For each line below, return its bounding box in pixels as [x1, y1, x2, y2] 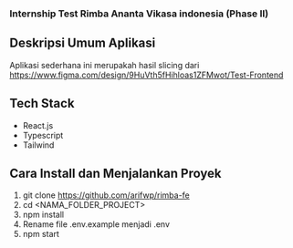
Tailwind [22, 139, 55, 150]
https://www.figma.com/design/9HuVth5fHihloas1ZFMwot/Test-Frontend [9, 69, 284, 80]
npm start [22, 229, 59, 240]
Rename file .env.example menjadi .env [22, 219, 171, 230]
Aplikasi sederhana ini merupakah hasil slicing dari [9, 59, 200, 70]
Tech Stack [9, 96, 75, 111]
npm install [22, 209, 65, 221]
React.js [22, 119, 54, 130]
